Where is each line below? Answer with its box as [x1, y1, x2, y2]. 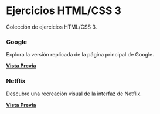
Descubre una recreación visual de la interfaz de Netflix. [6, 90, 142, 97]
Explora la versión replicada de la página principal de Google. [6, 51, 154, 58]
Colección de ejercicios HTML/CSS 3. [6, 23, 97, 30]
